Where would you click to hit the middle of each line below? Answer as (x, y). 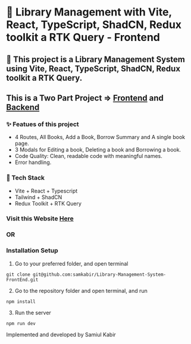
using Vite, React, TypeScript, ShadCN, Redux (93, 69)
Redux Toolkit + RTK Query (48, 203)
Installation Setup (32, 251)
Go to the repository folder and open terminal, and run (81, 291)
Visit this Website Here (40, 219)
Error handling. (33, 162)
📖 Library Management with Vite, (89, 12)
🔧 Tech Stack (26, 178)
